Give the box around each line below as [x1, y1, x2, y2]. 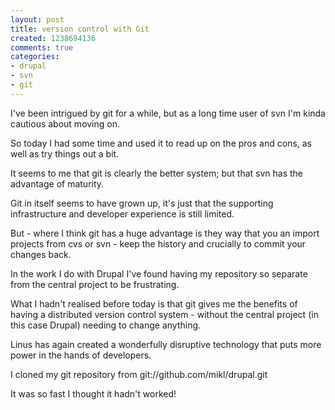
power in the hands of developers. [10, 349, 152, 361]
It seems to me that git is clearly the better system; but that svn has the [10, 167, 304, 179]
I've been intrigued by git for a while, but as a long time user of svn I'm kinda [10, 107, 326, 119]
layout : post [10, 14, 65, 25]
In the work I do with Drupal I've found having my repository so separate [10, 267, 308, 280]
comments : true [10, 42, 74, 53]
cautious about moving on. [10, 117, 121, 130]
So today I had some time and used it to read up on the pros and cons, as [10, 137, 312, 149]
